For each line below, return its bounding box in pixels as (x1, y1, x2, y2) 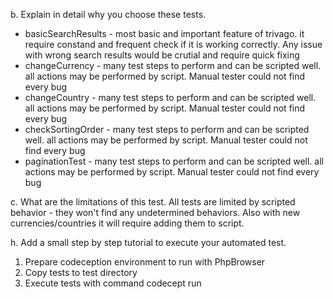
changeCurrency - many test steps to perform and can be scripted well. (24, 60, 322, 71)
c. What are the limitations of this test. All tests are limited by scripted (10, 196, 296, 208)
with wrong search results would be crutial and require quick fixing (24, 49, 300, 61)
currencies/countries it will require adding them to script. (10, 217, 245, 229)
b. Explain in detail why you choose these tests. (10, 9, 207, 20)
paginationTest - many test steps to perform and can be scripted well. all (24, 155, 324, 167)
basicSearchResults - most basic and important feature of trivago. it (24, 28, 305, 39)
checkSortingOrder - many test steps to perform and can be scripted (24, 124, 310, 135)
